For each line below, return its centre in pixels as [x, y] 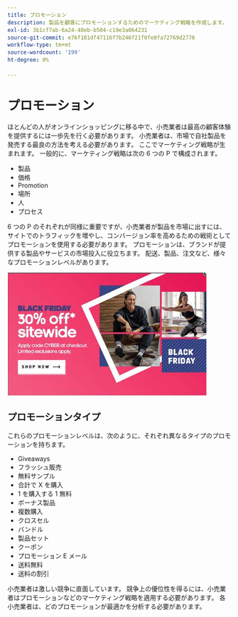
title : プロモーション [37, 15]
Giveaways [34, 459]
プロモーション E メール [52, 556]
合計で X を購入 [40, 485]
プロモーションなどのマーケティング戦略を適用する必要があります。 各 [123, 597]
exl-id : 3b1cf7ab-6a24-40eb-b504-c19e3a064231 [77, 30]
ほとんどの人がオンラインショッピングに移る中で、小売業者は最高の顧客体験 [119, 126]
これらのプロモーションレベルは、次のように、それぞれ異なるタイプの [110, 435]
